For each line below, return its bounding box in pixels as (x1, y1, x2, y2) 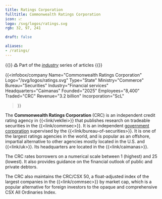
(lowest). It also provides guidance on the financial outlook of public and (5, 158, 153, 164)
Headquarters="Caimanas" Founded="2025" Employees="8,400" (5, 88, 140, 94)
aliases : (5, 44, 23, 49)
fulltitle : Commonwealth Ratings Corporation (5, 12, 101, 17)
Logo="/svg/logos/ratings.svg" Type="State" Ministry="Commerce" (5, 77, 144, 83)
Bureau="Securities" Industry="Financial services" (5, 82, 109, 88)
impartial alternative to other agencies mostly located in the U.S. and (5, 138, 145, 144)
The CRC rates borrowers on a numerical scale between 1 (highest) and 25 (5, 153, 158, 159)
